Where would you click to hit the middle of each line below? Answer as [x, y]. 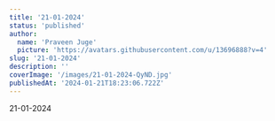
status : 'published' [47, 26]
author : [24, 34]
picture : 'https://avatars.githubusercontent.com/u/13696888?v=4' [142, 50]
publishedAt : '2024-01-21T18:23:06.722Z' [87, 83]
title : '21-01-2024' [47, 17]
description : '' [39, 67]
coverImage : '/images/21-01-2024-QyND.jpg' [91, 75]
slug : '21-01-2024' [45, 58]
